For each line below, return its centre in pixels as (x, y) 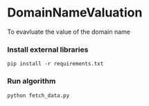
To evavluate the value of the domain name (69, 32)
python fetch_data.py (38, 95)
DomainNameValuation (75, 13)
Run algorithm (32, 81)
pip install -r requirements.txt (55, 64)
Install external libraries (48, 50)
